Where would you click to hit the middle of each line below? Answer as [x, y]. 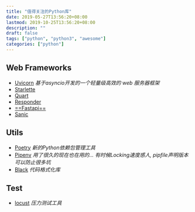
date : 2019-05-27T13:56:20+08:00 [47, 17]
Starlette [25, 89]
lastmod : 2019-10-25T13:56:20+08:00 [51, 22]
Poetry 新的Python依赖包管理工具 [55, 148]
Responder [28, 102]
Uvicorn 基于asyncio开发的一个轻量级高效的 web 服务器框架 [87, 83]
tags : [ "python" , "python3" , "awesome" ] [56, 39]
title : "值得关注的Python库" [39, 11]
